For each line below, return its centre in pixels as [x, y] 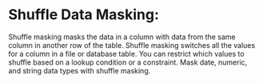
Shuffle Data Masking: [84, 15]
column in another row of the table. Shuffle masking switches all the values [132, 45]
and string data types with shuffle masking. [80, 70]
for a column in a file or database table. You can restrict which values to [127, 53]
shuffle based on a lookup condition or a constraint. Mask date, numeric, [128, 62]
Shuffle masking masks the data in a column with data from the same [122, 37]
